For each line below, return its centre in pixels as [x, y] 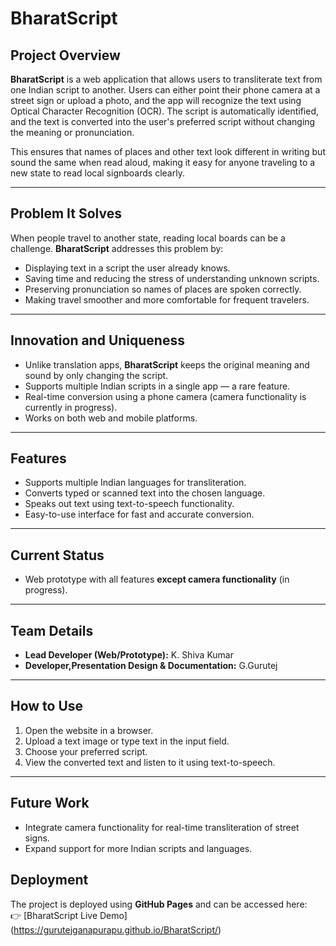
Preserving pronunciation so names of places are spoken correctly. [163, 289]
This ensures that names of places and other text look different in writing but [168, 151]
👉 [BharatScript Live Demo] [69, 915]
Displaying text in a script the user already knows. [127, 268]
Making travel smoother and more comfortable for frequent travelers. [167, 299]
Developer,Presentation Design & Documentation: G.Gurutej [151, 666]
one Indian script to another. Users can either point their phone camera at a [165, 90]
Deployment [49, 880]
